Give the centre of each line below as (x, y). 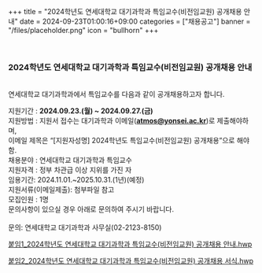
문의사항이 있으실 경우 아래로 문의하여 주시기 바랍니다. (91, 209)
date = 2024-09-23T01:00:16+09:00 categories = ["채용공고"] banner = (135, 21)
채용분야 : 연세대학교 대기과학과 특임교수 (70, 160)
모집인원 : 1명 (29, 200)
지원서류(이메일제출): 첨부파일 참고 (61, 190)
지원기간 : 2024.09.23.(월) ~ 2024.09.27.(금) (81, 111)
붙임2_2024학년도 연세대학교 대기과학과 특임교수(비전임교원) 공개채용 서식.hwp (131, 261)
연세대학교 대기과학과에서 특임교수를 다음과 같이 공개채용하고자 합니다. (116, 94)
